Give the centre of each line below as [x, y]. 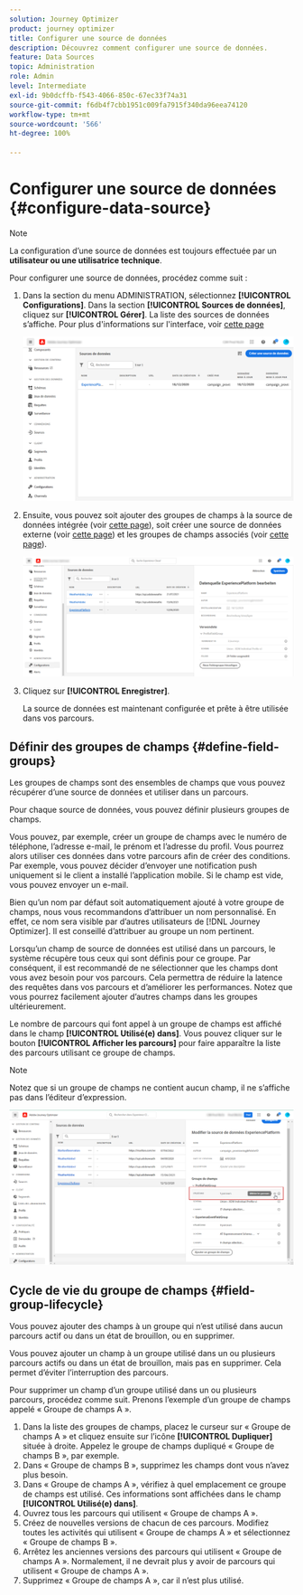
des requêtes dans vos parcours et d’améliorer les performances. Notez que [151, 986]
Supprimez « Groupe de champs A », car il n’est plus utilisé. [133, 1580]
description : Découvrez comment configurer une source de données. [139, 48]
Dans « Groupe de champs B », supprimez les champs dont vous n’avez [156, 1465]
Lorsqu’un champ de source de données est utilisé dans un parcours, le [142, 949]
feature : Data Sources [52, 57]
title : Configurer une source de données [88, 38]
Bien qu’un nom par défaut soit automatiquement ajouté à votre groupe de [147, 902]
